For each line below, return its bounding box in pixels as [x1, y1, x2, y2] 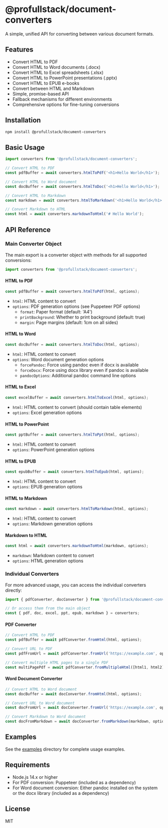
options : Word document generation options [12, 356, 104, 362]
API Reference [5, 225, 51, 234]
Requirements [5, 761, 50, 769]
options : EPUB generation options [12, 484, 82, 490]
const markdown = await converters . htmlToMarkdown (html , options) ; [5, 506, 149, 511]
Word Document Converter [5, 676, 62, 682]
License [5, 805, 30, 813]
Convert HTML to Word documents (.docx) [12, 64, 101, 70]
